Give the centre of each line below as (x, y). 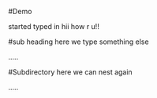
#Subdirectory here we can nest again (70, 72)
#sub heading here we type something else (78, 42)
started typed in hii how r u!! (54, 26)
